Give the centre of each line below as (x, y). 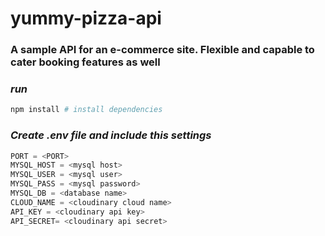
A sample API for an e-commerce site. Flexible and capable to (162, 50)
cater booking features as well (85, 62)
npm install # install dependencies (86, 110)
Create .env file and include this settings (111, 135)
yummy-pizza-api (86, 18)
